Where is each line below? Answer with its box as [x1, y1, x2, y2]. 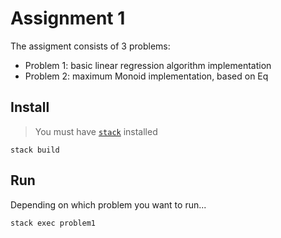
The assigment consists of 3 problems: [10, 40, 171, 52]
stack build [10, 145, 60, 155]
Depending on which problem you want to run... [10, 198, 207, 211]
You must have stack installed [34, 125, 158, 137]
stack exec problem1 [10, 218, 97, 228]
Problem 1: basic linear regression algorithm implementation [24, 59, 272, 71]
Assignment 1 [10, 7, 126, 30]
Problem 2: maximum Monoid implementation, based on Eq [24, 70, 269, 82]
